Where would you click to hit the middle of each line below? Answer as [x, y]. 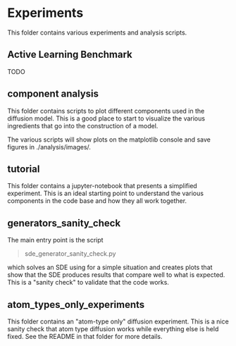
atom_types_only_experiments [76, 304]
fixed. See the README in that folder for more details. [85, 336]
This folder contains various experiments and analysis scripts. [97, 32]
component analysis [53, 94]
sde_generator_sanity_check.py [70, 254]
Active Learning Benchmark [70, 55]
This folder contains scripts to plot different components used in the [106, 111]
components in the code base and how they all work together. [97, 201]
